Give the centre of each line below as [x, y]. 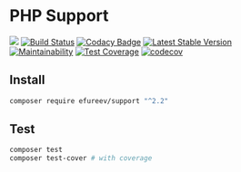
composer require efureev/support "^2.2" [89, 100]
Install [27, 80]
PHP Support [59, 16]
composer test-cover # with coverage [81, 158]
